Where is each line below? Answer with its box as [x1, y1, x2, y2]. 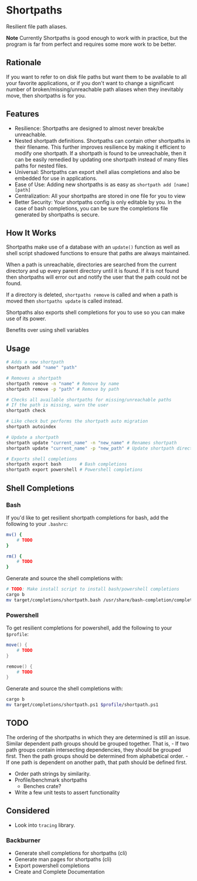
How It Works [6, 227, 57, 238]
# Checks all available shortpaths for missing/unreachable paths [6, 397, 172, 403]
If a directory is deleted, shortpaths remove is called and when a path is [6, 292, 178, 299]
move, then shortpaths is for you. [6, 92, 86, 99]
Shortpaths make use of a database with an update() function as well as [6, 243, 180, 250]
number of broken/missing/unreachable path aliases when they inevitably [6, 86, 184, 93]
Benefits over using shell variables [6, 327, 89, 334]
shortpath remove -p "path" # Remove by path [6, 386, 119, 392]
